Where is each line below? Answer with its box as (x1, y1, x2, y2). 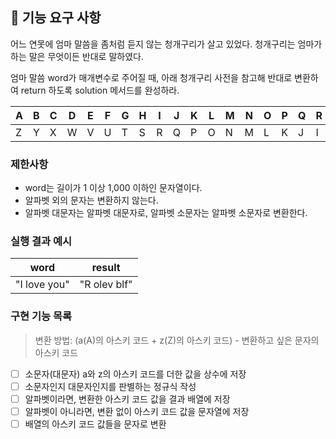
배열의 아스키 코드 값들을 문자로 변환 (24, 418, 167, 430)
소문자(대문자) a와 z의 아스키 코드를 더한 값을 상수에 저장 (24, 368, 247, 380)
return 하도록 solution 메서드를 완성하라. (20, 84, 180, 96)
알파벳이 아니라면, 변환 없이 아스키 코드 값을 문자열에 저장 (24, 405, 250, 417)
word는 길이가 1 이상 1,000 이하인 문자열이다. (24, 182, 203, 194)
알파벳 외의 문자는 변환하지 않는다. (24, 194, 159, 207)
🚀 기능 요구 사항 (10, 9, 102, 27)
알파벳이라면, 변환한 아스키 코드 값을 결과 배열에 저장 (24, 393, 231, 405)
